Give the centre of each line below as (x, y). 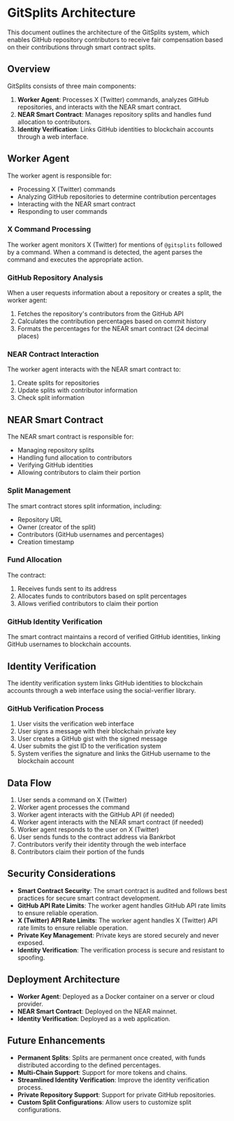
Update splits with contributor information (77, 390)
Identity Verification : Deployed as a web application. (94, 1018)
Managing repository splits (56, 450)
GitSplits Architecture (72, 13)
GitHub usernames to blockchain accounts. (69, 644)
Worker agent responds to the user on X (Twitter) (88, 829)
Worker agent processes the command (73, 807)
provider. (30, 1004)
